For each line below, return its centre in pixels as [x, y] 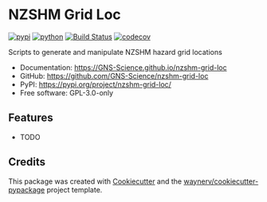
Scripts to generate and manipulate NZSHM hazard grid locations [116, 52]
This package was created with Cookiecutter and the [95, 181]
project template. [75, 189]
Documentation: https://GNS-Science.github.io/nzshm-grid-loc [123, 67]
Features [31, 118]
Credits [27, 162]
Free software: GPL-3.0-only [67, 92]
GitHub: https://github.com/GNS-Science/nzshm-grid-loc [114, 76]
